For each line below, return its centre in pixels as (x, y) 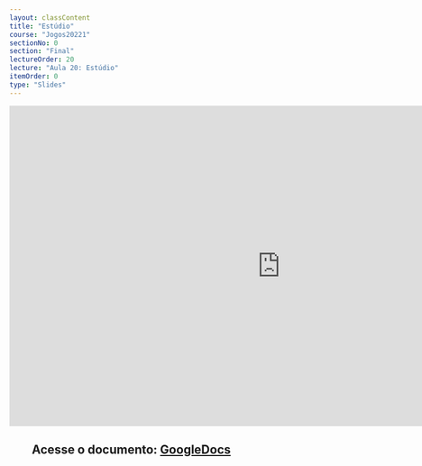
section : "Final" (42, 51)
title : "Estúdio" (42, 26)
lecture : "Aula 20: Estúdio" (64, 69)
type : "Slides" (38, 85)
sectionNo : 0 (34, 43)
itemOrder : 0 (34, 77)
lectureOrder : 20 (42, 59)
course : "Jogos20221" (50, 34)
